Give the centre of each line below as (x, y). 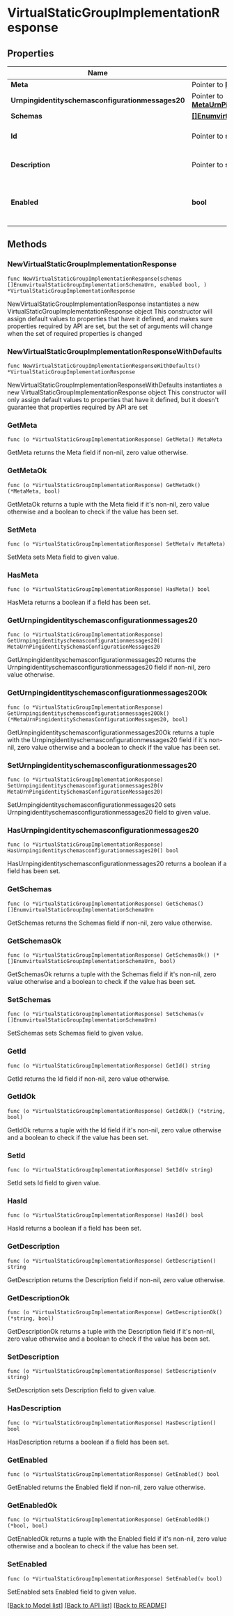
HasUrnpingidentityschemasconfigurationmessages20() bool (93, 851)
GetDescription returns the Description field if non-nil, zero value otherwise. (116, 1279)
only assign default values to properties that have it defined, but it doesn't (113, 399)
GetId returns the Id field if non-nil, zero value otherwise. (89, 1079)
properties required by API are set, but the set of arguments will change (110, 326)
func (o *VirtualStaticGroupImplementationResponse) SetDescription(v (112, 1371)
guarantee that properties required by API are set (78, 407)
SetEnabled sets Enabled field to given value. (72, 1592)
